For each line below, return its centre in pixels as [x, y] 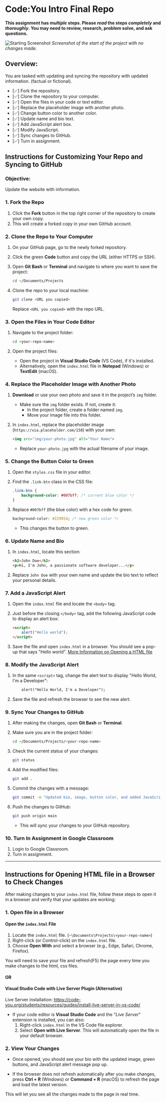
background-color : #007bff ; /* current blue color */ [78, 495]
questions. [17, 33]
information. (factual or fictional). [39, 81]
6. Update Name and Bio [35, 541]
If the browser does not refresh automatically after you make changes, [84, 1074]
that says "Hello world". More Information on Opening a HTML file [86, 652]
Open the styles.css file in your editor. [52, 472]
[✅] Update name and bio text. [43, 119]
